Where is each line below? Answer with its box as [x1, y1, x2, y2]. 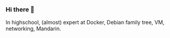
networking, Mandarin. [5, 25, 61, 32]
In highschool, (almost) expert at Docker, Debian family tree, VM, [5, 19, 165, 26]
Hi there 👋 [5, 5, 35, 14]
